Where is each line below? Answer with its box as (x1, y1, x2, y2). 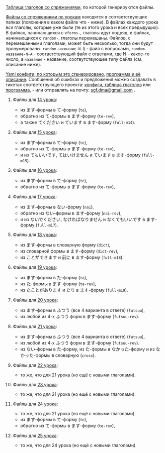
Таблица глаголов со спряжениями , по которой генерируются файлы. (5, 4, 155, 10)
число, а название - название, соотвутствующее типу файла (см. (5, 56, 143, 62)
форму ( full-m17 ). (20, 222, 59, 228)
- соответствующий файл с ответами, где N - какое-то (33, 51, 150, 57)
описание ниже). (5, 62, 42, 67)
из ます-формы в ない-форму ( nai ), (20, 204, 94, 210)
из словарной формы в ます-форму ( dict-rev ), (20, 248, 119, 254)
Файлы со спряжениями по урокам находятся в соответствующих (5, 14, 147, 19)
